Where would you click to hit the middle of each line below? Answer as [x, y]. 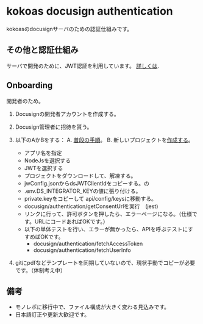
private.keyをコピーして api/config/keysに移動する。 [91, 198]
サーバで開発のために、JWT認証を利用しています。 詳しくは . [83, 66]
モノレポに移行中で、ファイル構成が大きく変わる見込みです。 [92, 307]
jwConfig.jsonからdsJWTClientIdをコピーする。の [87, 183]
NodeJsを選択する [48, 160]
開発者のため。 [25, 101]
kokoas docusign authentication [90, 11]
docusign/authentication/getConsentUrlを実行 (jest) [91, 206]
